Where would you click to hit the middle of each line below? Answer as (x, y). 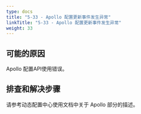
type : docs (19, 12)
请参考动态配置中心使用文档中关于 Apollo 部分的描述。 (72, 105)
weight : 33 (19, 28)
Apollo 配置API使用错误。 (37, 69)
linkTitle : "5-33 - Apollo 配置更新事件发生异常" (64, 22)
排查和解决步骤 (33, 89)
